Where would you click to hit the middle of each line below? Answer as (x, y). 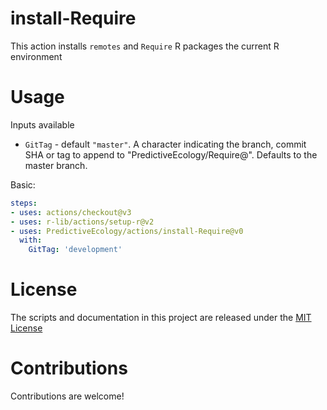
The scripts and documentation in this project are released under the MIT (161, 318)
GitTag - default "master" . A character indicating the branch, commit (165, 144)
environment (36, 56)
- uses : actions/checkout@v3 (71, 212)
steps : (24, 203)
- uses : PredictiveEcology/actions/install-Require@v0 (127, 231)
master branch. (56, 165)
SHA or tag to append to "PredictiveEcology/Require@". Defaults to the (171, 154)
